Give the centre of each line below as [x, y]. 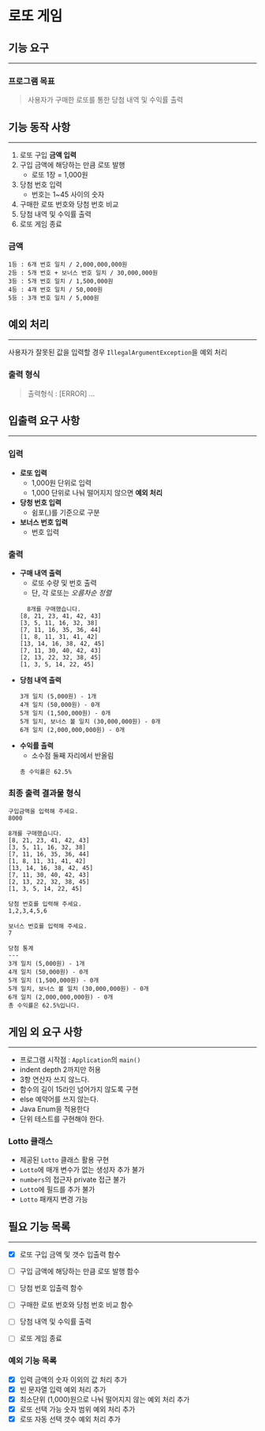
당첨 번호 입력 [41, 185]
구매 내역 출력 [40, 573]
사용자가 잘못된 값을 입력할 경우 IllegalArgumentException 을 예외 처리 [118, 353]
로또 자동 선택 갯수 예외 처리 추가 [70, 1419]
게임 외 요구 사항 [45, 1031]
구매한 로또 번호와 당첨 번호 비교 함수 [77, 1305]
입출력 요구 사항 [44, 420]
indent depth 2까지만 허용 [60, 1070]
